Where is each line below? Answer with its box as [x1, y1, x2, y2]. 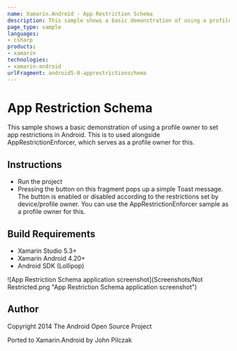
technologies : [7, 56, 49, 64]
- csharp [7, 37, 33, 44]
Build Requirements [7, 227, 96, 240]
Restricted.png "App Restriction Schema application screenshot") [7, 283, 197, 292]
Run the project [17, 177, 63, 186]
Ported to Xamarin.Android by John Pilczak [7, 335, 133, 344]
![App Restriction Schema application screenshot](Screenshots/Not [7, 275, 203, 284]
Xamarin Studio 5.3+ [17, 246, 78, 255]
